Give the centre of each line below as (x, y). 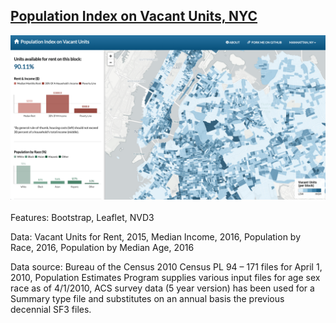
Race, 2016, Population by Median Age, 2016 (102, 247)
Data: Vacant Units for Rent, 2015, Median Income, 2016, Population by (156, 236)
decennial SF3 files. (51, 309)
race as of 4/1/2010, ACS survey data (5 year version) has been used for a (162, 288)
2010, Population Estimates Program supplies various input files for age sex (165, 277)
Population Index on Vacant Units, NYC (134, 16)
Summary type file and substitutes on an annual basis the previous (147, 298)
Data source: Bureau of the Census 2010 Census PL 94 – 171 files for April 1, (166, 266)
